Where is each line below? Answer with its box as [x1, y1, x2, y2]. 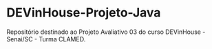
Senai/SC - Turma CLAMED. [6, 35, 86, 43]
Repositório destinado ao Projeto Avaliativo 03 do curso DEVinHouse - [6, 28, 206, 36]
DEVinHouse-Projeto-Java [6, 5, 161, 21]
